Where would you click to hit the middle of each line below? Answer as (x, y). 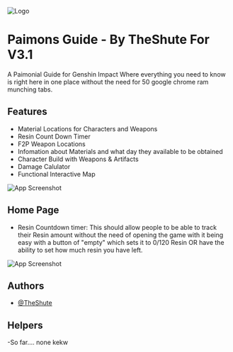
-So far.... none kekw (38, 342)
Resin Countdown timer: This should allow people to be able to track (117, 227)
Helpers (25, 325)
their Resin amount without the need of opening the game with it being (120, 235)
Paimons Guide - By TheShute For (109, 40)
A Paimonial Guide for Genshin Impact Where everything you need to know (116, 74)
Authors (26, 286)
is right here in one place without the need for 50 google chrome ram (108, 82)
